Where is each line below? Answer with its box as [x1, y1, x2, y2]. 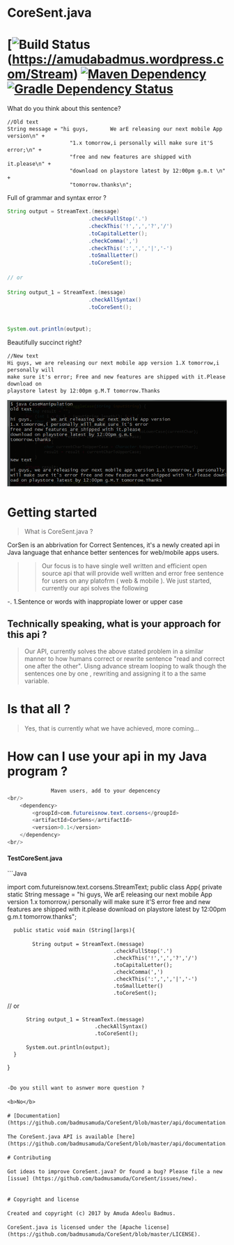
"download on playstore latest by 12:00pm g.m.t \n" [69, 167, 226, 175]
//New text [7, 353, 39, 360]
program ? [7, 763, 68, 779]
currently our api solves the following [41, 584, 148, 593]
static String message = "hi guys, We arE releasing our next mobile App [7, 890, 212, 899]
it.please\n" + [7, 160, 52, 168]
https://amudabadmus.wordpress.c [12, 52, 224, 68]
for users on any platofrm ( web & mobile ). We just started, [41, 576, 212, 585]
